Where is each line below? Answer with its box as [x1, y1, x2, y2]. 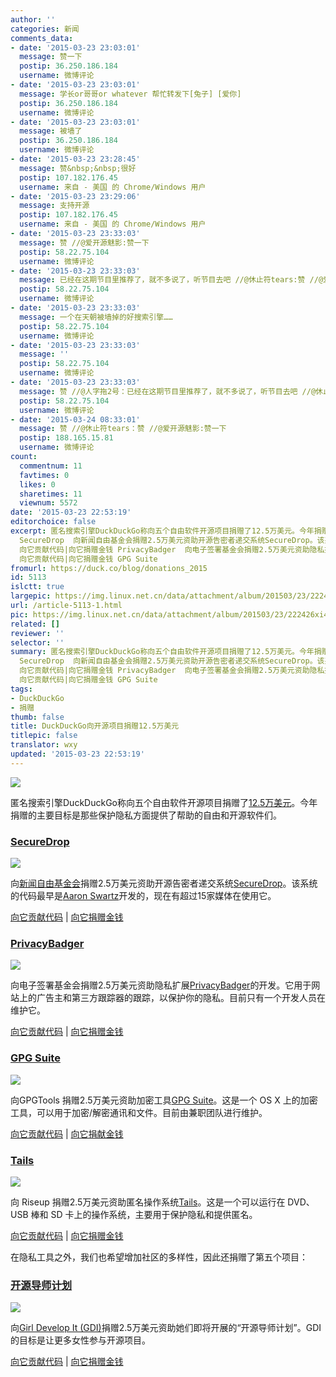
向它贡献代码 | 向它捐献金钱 [10, 1127, 124, 1140]
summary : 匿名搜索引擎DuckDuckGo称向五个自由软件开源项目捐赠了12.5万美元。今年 [10, 647, 315, 657]
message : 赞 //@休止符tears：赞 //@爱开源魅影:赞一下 [19, 424, 227, 434]
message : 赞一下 [19, 52, 83, 62]
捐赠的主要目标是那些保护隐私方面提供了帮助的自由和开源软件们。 [10, 809, 282, 821]
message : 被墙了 [19, 126, 83, 136]
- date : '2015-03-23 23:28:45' [10, 154, 141, 164]
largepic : [10, 591, 52, 601]
